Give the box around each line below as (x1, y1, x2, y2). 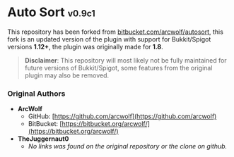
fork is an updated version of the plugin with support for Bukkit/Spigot (7, 34, 211, 43)
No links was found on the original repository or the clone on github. (28, 142, 228, 151)
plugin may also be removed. (24, 71, 110, 80)
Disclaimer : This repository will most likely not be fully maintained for (24, 56, 228, 64)
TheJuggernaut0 (17, 134, 69, 143)
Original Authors (7, 89, 66, 99)
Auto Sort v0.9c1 (7, 4, 95, 20)
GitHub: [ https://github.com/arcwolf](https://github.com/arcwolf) (28, 112, 217, 120)
